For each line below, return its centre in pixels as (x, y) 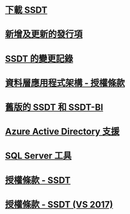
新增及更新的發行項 (44, 34)
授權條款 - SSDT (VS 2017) (59, 204)
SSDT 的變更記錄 (39, 59)
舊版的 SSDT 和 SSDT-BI (54, 107)
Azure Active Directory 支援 (62, 132)
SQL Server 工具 (39, 156)
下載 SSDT (26, 10)
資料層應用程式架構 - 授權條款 (65, 83)
